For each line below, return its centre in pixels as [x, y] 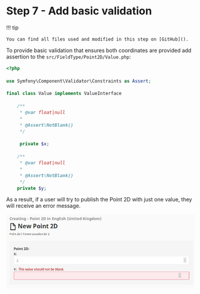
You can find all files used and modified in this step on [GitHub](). [97, 39]
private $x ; [34, 144]
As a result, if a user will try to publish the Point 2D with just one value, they [99, 200]
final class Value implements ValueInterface [64, 94]
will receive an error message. [43, 206]
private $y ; [32, 188]
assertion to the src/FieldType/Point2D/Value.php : [69, 56]
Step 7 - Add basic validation [79, 11]
